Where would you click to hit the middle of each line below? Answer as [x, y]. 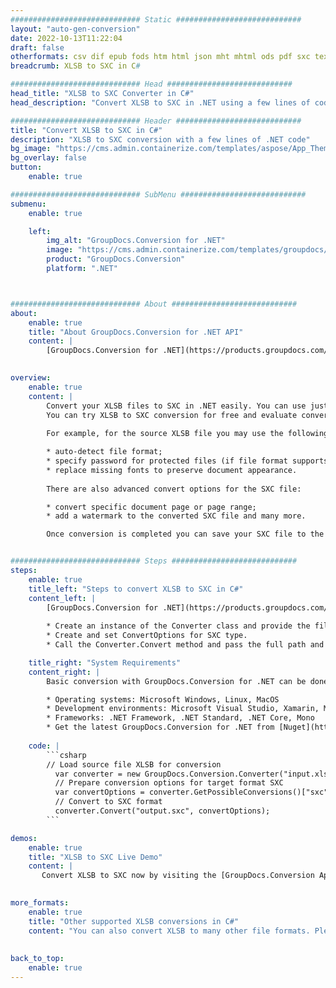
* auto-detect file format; [104, 452]
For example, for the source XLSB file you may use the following [187, 434]
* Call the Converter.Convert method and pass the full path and [185, 645]
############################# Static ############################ [156, 19]
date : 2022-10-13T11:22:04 [66, 38]
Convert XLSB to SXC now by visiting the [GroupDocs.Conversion [178, 876]
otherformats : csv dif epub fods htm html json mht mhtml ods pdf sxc [160, 57]
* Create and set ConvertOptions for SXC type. [147, 636]
